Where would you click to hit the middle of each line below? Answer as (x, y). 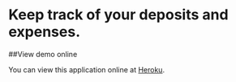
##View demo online (43, 54)
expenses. (45, 32)
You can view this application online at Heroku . (86, 69)
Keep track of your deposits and (118, 15)
